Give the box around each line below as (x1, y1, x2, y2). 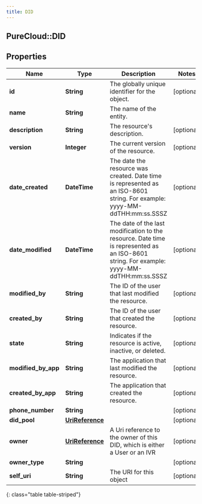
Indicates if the (109, 331, 152, 339)
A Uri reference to (109, 426, 161, 434)
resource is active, (109, 339, 162, 347)
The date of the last (109, 219, 165, 227)
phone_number (9, 406, 54, 414)
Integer (65, 143, 87, 151)
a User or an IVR (109, 448, 156, 456)
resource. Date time (109, 234, 165, 242)
